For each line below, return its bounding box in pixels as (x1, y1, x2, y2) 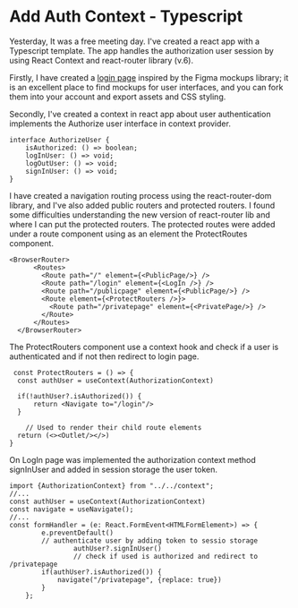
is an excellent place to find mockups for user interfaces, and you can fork (9, 81, 284, 92)
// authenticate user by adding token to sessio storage (41, 535, 258, 545)
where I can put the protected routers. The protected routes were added (9, 218, 276, 229)
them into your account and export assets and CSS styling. (9, 91, 226, 102)
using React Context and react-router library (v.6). (9, 55, 194, 65)
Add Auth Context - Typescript (9, 6, 243, 27)
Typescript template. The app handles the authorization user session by (9, 45, 275, 56)
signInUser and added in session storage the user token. (9, 464, 217, 475)
